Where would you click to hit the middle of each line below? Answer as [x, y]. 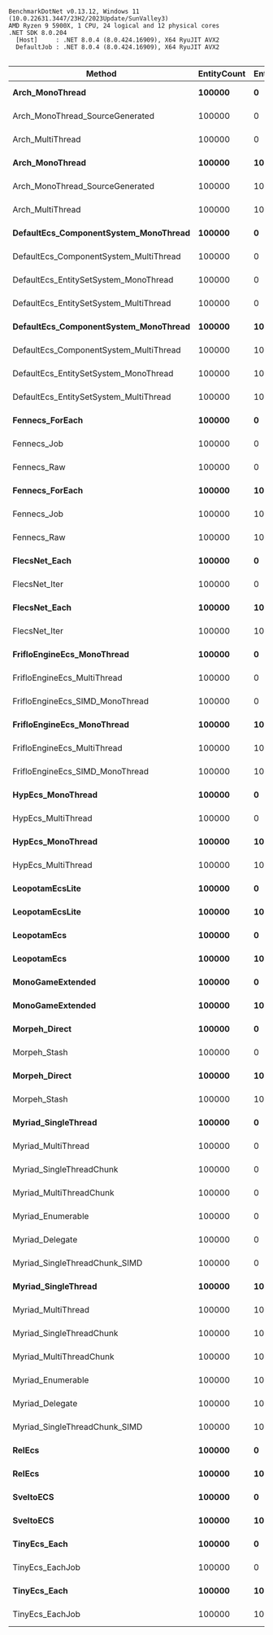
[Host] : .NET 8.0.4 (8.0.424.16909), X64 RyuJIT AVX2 [118, 40]
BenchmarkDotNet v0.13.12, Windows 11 [74, 11]
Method [101, 74]
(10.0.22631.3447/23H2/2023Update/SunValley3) [89, 19]
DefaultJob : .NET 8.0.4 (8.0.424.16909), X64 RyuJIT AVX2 [118, 47]
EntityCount [222, 74]
